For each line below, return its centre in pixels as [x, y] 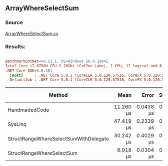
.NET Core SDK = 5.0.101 [29, 70]
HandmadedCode [28, 110]
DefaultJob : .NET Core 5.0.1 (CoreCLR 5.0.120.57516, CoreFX [76, 80]
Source [14, 23]
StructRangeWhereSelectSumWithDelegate [58, 139]
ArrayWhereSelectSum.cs [32, 33]
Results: [15, 46]
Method [58, 95]
